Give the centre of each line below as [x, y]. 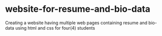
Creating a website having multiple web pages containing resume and [76, 23]
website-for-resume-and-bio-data [78, 9]
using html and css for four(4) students [55, 28]
